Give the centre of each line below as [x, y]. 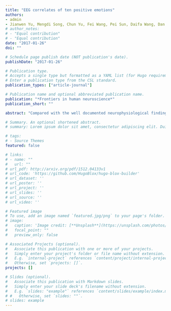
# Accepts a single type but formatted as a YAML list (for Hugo [76, 76]
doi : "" [13, 48]
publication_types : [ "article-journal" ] [49, 85]
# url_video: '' [22, 202]
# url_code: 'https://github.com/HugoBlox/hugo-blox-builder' [73, 174]
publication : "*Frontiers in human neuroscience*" [60, 99]
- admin [13, 19]
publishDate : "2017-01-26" [34, 62]
